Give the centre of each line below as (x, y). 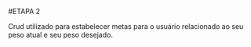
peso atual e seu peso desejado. (61, 35)
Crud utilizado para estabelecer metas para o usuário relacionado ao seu (126, 26)
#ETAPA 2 (24, 11)
